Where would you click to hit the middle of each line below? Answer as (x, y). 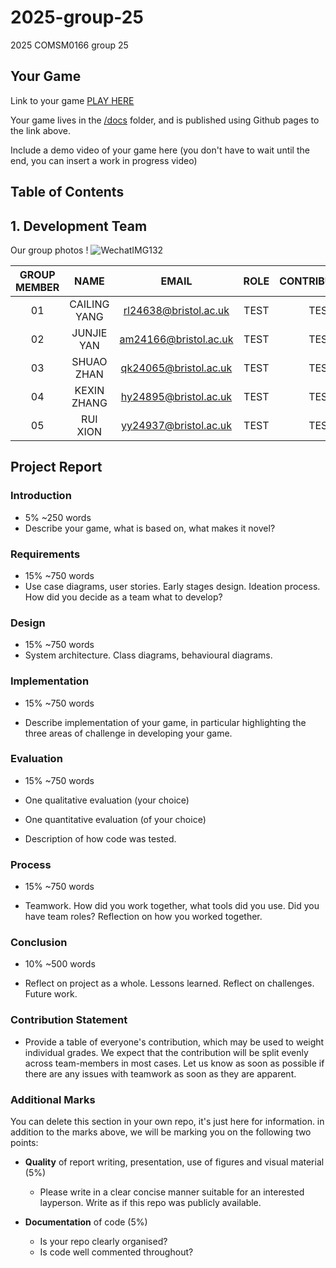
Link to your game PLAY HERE (72, 100)
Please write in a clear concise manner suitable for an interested (172, 1192)
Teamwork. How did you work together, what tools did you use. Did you (172, 906)
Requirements (45, 554)
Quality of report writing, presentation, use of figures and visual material (174, 1162)
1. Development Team (79, 226)
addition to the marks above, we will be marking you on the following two (161, 1132)
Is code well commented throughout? (116, 1252)
